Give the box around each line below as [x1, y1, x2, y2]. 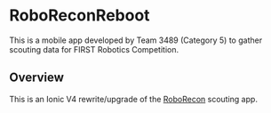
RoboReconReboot [9, 5, 150, 26]
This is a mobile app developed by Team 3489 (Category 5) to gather [9, 35, 263, 45]
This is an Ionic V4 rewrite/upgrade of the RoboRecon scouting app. [9, 93, 258, 104]
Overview [9, 70, 65, 85]
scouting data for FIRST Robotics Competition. [9, 44, 179, 54]
